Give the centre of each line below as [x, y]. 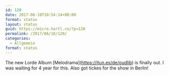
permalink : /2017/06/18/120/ [36, 34]
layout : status [21, 24]
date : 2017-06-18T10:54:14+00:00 [41, 15]
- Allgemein [23, 43]
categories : [18, 39]
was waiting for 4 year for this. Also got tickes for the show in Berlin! [77, 68]
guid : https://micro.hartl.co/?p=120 [45, 29]
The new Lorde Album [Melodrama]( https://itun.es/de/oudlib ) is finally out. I [84, 62]
